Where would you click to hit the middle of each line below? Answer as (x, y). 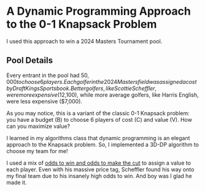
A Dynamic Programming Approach (99, 11)
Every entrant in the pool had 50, (48, 75)
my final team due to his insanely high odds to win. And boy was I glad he (99, 176)
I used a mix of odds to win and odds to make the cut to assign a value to (99, 163)
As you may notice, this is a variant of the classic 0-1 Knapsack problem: (98, 113)
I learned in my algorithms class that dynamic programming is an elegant (98, 138)
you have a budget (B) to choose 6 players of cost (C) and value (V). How (99, 119)
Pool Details (30, 60)
